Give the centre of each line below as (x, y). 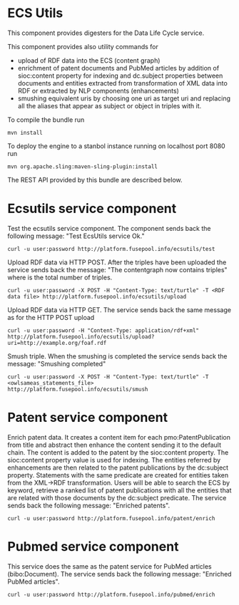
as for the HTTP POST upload (51, 317)
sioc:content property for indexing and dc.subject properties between (120, 76)
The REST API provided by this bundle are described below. (95, 180)
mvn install (25, 133)
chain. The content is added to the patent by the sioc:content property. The (118, 452)
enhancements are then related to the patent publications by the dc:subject (118, 467)
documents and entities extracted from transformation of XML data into (123, 83)
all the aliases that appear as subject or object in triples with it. (110, 105)
